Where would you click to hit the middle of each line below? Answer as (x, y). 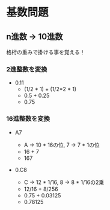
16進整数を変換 (28, 119)
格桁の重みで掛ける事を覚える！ (46, 52)
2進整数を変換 (27, 69)
